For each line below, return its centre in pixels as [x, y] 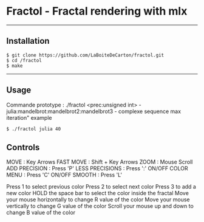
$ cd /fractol [24, 60]
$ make [15, 66]
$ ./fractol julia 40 [34, 129]
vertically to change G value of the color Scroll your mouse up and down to [100, 206]
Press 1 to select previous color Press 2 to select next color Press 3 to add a [101, 187]
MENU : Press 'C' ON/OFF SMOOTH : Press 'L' [64, 175]
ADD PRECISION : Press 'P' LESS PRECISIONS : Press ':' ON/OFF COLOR [97, 168]
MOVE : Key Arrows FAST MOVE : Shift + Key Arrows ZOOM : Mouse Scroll [100, 162]
